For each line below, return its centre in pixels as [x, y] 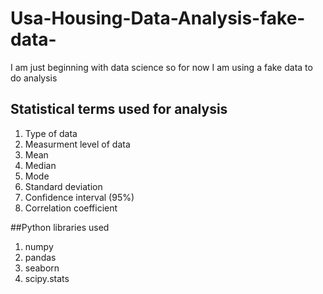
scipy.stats [47, 278]
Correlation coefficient [71, 208]
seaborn [42, 268]
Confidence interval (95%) [79, 197]
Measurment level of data [77, 144]
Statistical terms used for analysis [119, 109]
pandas [40, 257]
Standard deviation [63, 186]
